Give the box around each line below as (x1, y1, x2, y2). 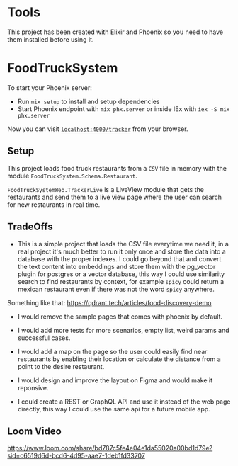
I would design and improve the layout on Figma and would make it (17, 376, 212, 385)
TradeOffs (7, 221, 53, 233)
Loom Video (7, 425, 62, 437)
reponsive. (17, 383, 49, 392)
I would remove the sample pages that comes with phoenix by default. (17, 312, 223, 321)
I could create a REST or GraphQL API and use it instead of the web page (17, 397, 231, 406)
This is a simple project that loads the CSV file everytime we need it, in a (17, 239, 229, 248)
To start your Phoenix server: (7, 83, 92, 92)
